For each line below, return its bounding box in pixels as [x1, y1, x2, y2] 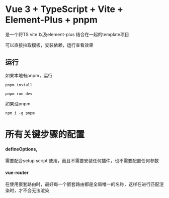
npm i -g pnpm [5, 110, 35, 116]
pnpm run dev [5, 91, 33, 96]
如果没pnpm [5, 100, 31, 106]
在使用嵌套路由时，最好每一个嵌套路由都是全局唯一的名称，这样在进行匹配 [5, 181, 159, 187]
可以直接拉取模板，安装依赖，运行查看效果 [5, 42, 94, 48]
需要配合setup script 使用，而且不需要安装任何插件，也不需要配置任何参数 [5, 158, 159, 164]
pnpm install [5, 82, 33, 87]
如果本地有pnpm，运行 [5, 72, 53, 78]
